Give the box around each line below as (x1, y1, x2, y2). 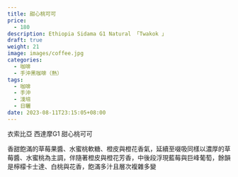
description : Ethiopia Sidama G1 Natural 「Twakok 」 (7, 30, 168, 38)
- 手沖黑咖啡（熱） (13, 69, 62, 76)
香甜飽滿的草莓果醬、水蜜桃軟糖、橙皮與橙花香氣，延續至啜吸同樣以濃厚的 (7, 144, 225, 153)
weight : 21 (7, 43, 40, 50)
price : (7, 17, 27, 24)
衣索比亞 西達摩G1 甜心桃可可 (7, 129, 93, 138)
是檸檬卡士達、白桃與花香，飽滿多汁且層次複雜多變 (7, 162, 157, 171)
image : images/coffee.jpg (7, 50, 84, 57)
